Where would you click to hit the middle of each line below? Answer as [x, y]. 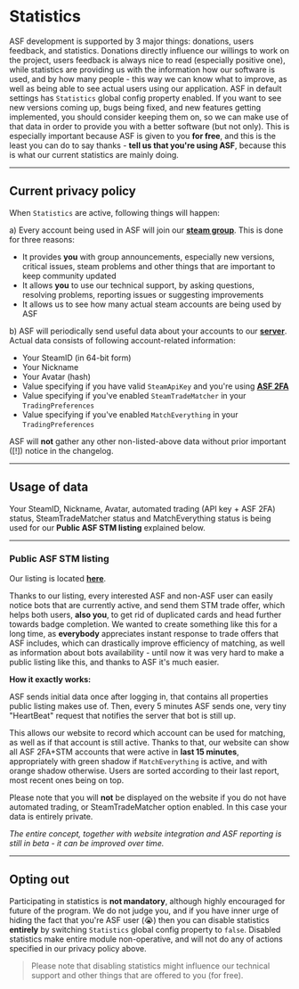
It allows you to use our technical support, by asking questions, [138, 285]
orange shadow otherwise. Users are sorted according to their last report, [145, 771]
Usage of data [49, 487]
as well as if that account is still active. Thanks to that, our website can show [149, 742]
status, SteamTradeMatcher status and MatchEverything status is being [140, 518]
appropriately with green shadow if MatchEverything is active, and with [138, 761]
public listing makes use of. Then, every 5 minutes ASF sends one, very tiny [148, 705]
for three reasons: [42, 239]
